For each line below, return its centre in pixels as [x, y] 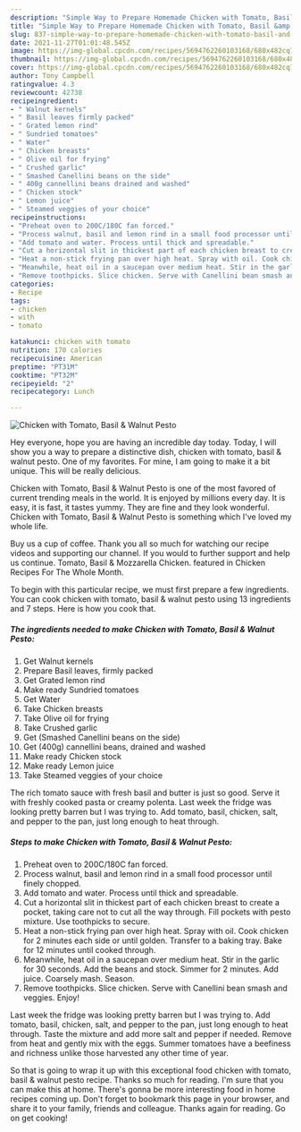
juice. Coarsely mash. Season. [79, 979]
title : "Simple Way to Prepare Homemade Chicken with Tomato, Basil [140, 26]
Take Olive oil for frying [66, 718]
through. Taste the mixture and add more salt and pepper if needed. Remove [151, 1034]
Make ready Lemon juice [68, 766]
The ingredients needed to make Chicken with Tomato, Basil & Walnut [142, 629]
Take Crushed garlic [60, 728]
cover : [22, 68]
